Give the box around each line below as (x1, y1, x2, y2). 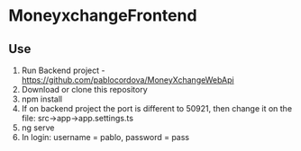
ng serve (21, 122, 55, 133)
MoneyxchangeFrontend (8, 5, 197, 26)
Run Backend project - (21, 65, 105, 75)
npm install (21, 93, 63, 104)
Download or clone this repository (21, 84, 148, 94)
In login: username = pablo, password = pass (21, 132, 190, 142)
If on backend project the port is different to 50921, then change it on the (21, 103, 293, 113)
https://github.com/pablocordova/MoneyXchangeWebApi (21, 75, 235, 85)
